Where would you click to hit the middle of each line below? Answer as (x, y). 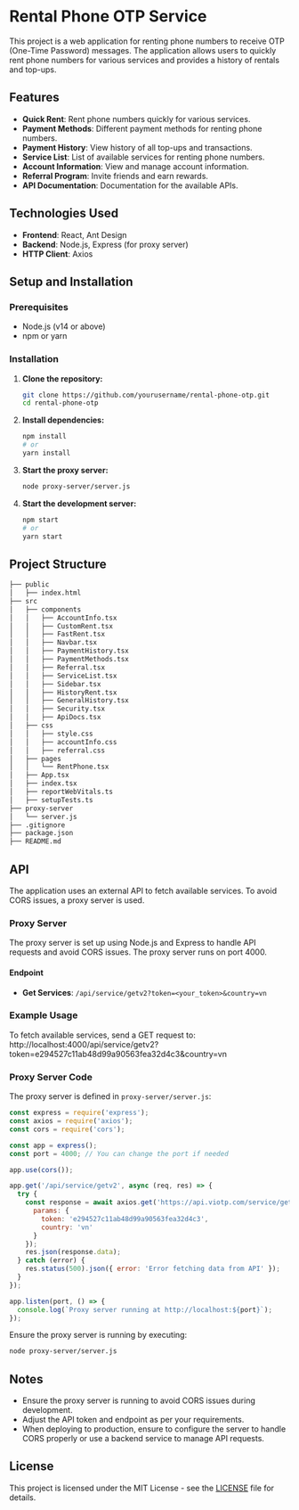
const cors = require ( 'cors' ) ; (67, 1129)
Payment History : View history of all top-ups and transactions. (137, 147)
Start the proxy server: (65, 470)
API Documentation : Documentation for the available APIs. (130, 185)
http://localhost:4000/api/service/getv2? (84, 1044)
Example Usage (44, 1015)
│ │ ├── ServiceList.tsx (63, 676)
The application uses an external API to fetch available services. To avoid (143, 891)
